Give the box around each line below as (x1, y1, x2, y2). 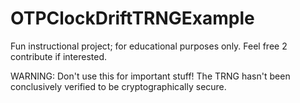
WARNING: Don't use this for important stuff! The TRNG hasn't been (10, 70, 291, 82)
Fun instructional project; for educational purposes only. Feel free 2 (10, 40, 288, 52)
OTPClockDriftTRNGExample (10, 7, 255, 30)
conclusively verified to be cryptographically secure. (10, 80, 227, 92)
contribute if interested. (10, 50, 108, 62)
